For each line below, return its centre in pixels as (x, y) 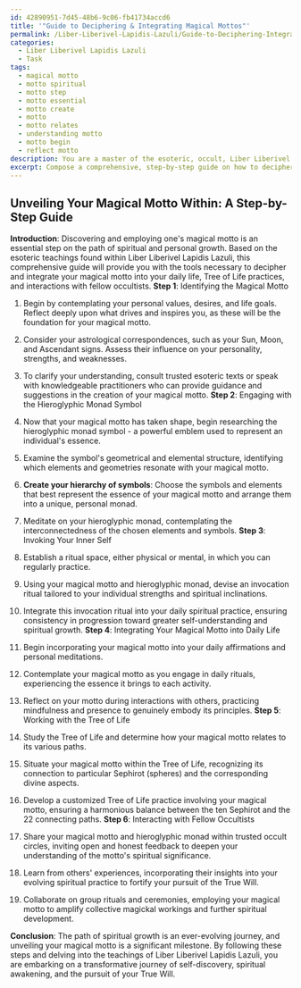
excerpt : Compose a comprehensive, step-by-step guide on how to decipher (152, 167)
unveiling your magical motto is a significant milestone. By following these (146, 946)
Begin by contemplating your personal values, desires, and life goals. (150, 304)
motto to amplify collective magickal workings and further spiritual (145, 909)
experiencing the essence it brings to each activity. (117, 683)
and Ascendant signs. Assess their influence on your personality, (142, 349)
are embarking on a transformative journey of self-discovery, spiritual (138, 965)
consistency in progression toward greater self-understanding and (145, 621)
